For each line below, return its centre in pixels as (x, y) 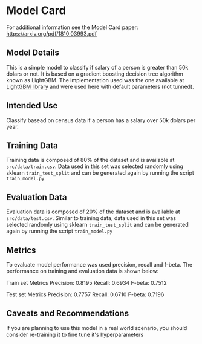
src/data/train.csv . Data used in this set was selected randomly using (95, 166)
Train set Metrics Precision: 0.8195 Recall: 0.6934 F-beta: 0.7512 (87, 283)
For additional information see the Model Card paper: (72, 27)
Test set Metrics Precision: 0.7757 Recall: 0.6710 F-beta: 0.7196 (85, 294)
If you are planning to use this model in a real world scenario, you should (97, 328)
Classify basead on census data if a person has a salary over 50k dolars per (101, 120)
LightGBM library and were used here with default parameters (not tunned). (100, 86)
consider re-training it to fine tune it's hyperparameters (75, 334)
